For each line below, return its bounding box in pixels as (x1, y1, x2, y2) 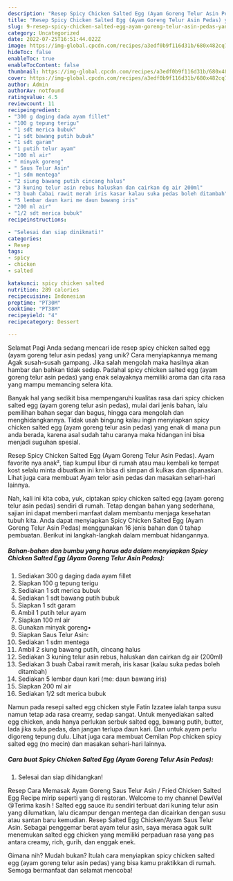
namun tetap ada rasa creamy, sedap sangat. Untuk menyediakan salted (8, 710, 214, 718)
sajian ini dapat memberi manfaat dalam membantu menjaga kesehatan (8, 508, 211, 517)
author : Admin (8, 81, 49, 88)
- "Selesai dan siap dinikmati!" (8, 229, 104, 235)
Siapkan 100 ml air (17, 616, 71, 624)
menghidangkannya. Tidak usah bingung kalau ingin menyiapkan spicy (8, 416, 209, 424)
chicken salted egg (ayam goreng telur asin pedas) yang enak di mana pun (8, 423, 221, 431)
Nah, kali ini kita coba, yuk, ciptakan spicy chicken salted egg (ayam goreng (8, 494, 224, 502)
